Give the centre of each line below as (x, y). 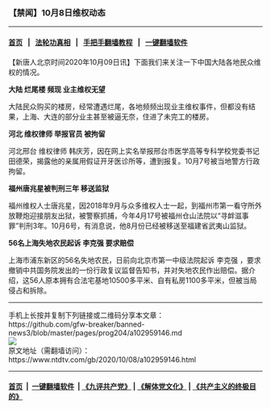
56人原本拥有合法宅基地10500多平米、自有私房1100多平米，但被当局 (143, 280)
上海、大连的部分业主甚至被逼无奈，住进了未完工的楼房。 (118, 116)
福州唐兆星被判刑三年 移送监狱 (59, 188)
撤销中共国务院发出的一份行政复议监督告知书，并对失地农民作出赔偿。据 (128, 270)
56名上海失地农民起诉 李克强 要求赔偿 (71, 242)
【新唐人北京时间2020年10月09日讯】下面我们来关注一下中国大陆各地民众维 (135, 61)
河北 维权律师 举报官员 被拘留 (57, 133)
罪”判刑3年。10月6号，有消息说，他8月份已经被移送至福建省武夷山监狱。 (130, 226)
